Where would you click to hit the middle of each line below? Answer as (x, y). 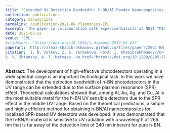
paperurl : (16, 48)
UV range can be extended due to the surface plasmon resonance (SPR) (81, 87)
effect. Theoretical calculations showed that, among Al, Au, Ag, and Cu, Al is (85, 93)
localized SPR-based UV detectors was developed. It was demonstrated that (85, 114)
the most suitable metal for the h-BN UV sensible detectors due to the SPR (83, 98)
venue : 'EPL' (19, 38)
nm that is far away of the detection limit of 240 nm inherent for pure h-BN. (83, 125)
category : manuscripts (29, 19)
